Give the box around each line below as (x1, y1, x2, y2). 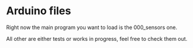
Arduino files (6, 4, 71, 18)
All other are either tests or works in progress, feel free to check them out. (6, 35, 188, 42)
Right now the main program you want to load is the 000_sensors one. (6, 24, 178, 31)
